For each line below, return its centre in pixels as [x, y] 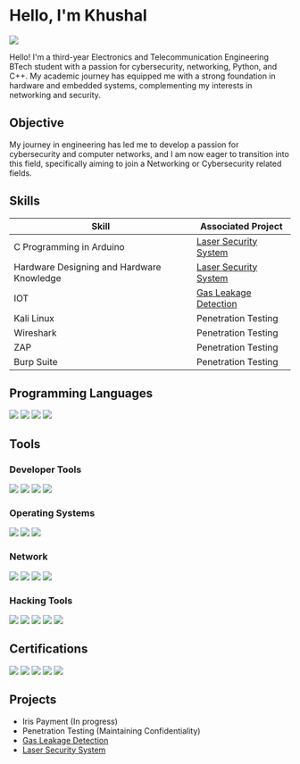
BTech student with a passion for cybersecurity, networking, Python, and [143, 66]
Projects [33, 700]
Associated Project [241, 226]
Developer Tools [46, 469]
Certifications [49, 649]
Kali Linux [34, 318]
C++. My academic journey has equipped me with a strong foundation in [143, 76]
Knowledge [37, 278]
